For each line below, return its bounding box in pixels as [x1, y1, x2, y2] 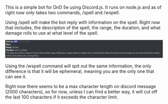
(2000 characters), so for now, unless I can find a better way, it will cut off [5, 88, 157, 94]
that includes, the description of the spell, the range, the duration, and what [5, 25, 161, 31]
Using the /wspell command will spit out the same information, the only [5, 63, 151, 69]
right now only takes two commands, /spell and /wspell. [5, 10, 120, 16]
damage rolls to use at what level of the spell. [5, 30, 98, 36]
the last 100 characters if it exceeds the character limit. [5, 94, 118, 100]
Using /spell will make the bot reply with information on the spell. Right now [5, 20, 160, 25]
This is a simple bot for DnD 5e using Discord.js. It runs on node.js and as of [5, 5, 161, 10]
